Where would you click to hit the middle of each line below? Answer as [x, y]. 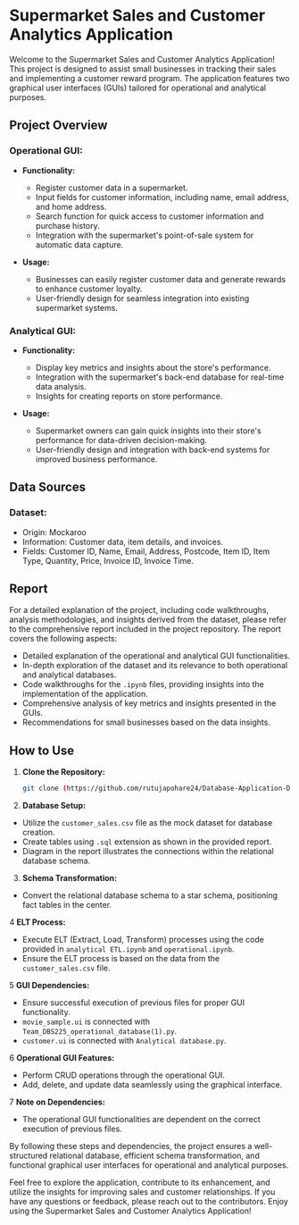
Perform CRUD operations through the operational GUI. [124, 1075]
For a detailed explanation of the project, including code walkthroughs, [139, 610]
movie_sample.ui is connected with [86, 1022]
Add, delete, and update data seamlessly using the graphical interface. [152, 1085]
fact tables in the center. [67, 905]
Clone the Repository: [63, 772]
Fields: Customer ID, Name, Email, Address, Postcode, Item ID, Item [146, 551]
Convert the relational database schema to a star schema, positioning [150, 895]
